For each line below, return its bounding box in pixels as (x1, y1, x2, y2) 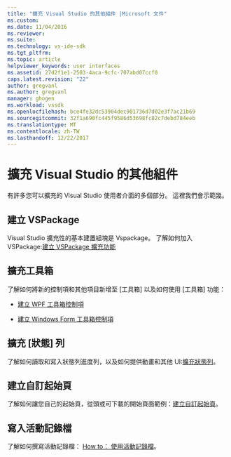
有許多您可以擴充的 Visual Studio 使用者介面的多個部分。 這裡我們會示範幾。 (7, 191, 228, 200)
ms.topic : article (7, 56, 61, 63)
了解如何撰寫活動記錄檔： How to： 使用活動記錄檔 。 (7, 442, 160, 451)
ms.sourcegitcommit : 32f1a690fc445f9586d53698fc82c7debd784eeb (7, 114, 196, 121)
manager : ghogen (7, 95, 55, 102)
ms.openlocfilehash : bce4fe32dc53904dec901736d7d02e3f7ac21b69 (7, 108, 196, 115)
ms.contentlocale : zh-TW (7, 128, 80, 135)
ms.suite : (7, 37, 36, 44)
